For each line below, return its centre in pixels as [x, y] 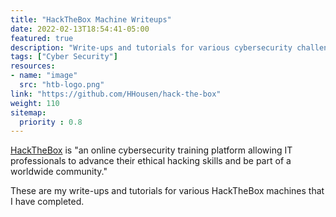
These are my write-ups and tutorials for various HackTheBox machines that [167, 191]
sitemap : [28, 112]
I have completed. [47, 202]
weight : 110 [35, 103]
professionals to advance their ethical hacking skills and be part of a [151, 161]
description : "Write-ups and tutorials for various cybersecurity [151, 47]
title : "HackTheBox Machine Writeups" [91, 19]
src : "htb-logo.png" [62, 85]
